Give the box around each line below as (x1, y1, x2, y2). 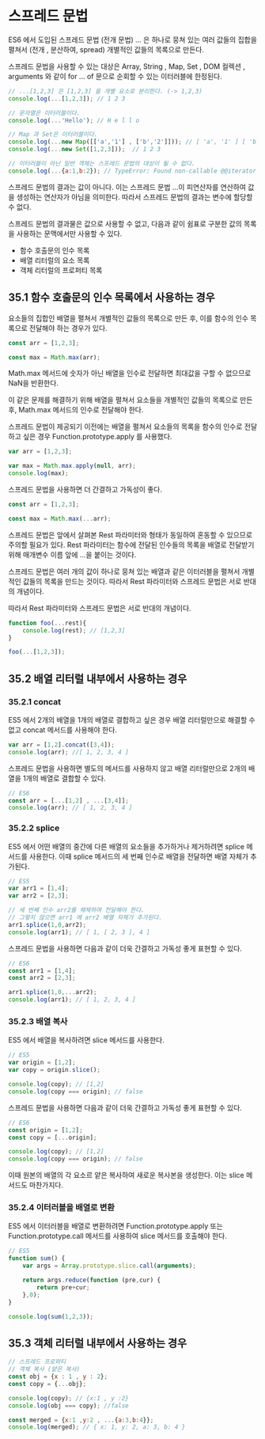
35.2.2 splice (8, 822, 60, 833)
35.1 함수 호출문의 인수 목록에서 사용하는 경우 (8, 290, 215, 305)
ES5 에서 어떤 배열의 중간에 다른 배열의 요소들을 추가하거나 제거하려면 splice (8, 841, 245, 851)
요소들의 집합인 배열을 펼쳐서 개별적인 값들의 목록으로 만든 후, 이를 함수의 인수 (8, 313, 249, 323)
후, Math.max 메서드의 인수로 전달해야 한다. (8, 405, 144, 415)
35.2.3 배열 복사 (8, 1016, 68, 1027)
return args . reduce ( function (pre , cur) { (22, 1276, 161, 1285)
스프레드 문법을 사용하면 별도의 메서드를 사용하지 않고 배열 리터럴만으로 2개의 (8, 763, 247, 773)
